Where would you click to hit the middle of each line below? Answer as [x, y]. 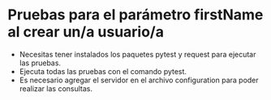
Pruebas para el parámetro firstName [135, 15]
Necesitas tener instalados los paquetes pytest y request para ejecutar [138, 54]
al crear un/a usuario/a [86, 32]
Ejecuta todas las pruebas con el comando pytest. [103, 71]
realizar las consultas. [56, 88]
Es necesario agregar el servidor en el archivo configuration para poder [139, 80]
